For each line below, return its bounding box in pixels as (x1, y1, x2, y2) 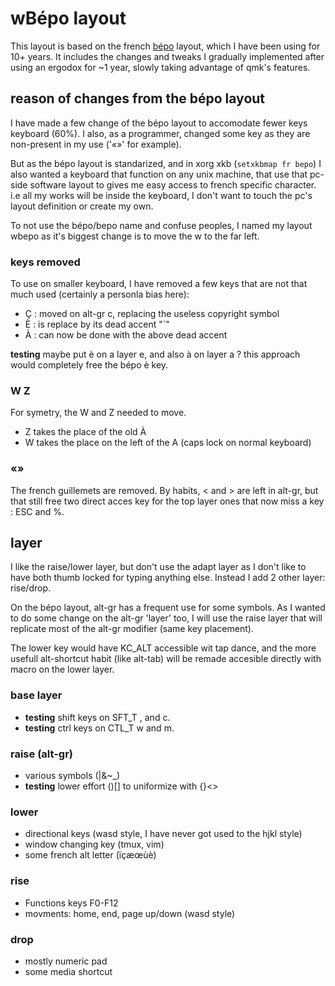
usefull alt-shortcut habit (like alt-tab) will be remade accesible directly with (10, 653, 322, 665)
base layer (10, 688, 63, 702)
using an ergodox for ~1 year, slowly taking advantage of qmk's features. (10, 61, 311, 73)
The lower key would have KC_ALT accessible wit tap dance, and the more (10, 642, 317, 654)
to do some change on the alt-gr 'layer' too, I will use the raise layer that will (10, 612, 323, 624)
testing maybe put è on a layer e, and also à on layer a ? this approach (10, 348, 301, 361)
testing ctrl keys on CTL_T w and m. (24, 722, 175, 734)
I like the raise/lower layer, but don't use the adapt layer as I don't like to (10, 561, 307, 573)
